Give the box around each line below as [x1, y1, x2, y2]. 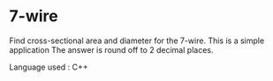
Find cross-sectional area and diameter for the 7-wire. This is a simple [9, 35, 265, 46]
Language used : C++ [9, 62, 88, 72]
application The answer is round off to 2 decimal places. [9, 44, 214, 55]
